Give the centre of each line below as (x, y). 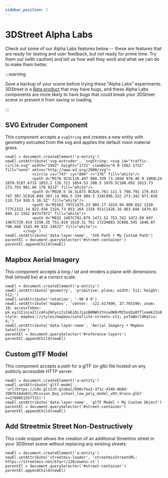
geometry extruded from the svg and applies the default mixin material (78, 142)
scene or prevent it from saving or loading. (49, 99)
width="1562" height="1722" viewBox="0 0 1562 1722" (88, 165)
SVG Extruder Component (46, 125)
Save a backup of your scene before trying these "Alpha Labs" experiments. (83, 83)
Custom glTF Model (36, 354)
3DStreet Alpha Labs (49, 34)
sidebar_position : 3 (27, 10)
